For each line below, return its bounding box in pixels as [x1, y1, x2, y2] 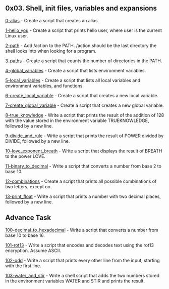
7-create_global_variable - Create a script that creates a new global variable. [5, 102, 164, 108]
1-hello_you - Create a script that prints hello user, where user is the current [5, 27, 162, 33]
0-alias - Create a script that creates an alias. [5, 17, 99, 23]
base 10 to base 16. [5, 232, 45, 238]
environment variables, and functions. [5, 82, 84, 89]
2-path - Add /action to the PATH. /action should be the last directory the [5, 43, 157, 49]
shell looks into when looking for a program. [5, 48, 97, 54]
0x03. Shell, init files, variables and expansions [5, 4, 157, 13]
